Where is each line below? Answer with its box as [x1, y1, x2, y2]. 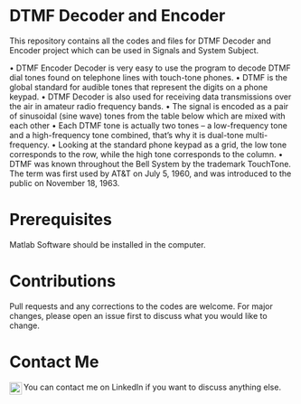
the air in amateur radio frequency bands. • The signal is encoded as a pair [9, 100, 289, 111]
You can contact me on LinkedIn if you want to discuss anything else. [24, 381, 282, 392]
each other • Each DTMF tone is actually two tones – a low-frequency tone [9, 119, 287, 131]
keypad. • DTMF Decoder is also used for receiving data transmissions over [9, 91, 292, 102]
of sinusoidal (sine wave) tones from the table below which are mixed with [9, 110, 287, 121]
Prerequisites [9, 210, 113, 230]
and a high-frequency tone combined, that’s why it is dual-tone [9, 129, 244, 140]
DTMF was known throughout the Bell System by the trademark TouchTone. [9, 158, 292, 169]
